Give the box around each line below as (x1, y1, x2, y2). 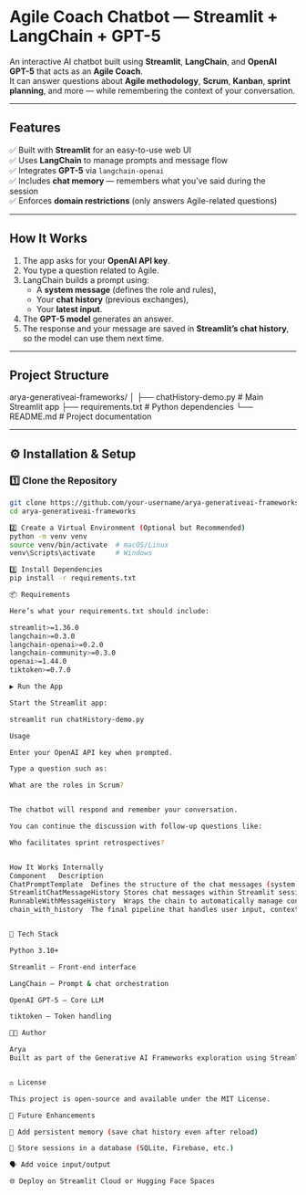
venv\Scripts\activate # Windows (9, 549, 153, 558)
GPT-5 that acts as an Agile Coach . (9, 66, 143, 77)
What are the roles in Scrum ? (9, 781, 125, 791)
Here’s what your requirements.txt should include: (9, 606, 209, 615)
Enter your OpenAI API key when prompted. (9, 748, 173, 757)
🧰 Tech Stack (9, 929, 59, 939)
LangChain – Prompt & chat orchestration (9, 979, 169, 988)
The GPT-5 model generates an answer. (22, 313, 174, 324)
